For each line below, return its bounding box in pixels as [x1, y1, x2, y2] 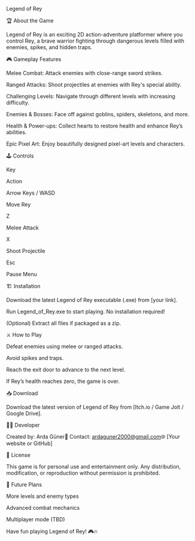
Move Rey [6, 201, 31, 208]
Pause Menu [6, 271, 37, 277]
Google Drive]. [6, 410, 42, 417]
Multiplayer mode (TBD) [6, 516, 65, 523]
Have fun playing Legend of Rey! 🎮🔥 [6, 528, 98, 535]
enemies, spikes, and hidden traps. [6, 44, 93, 50]
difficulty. [6, 99, 30, 106]
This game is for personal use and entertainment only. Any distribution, [6, 463, 181, 470]
